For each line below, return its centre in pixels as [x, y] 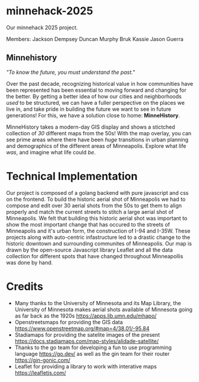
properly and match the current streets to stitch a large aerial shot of [90, 212]
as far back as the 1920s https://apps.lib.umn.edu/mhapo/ [86, 316]
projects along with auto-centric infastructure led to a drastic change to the [98, 237]
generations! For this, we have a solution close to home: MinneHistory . [93, 115]
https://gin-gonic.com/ [42, 360]
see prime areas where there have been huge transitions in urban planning [97, 139]
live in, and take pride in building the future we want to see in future [89, 109]
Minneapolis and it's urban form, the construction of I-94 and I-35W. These [98, 231]
